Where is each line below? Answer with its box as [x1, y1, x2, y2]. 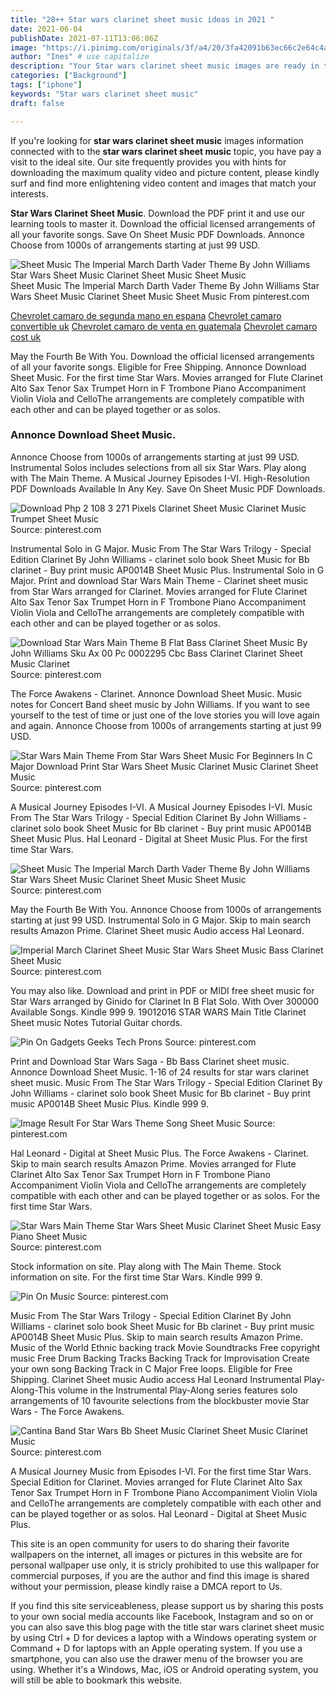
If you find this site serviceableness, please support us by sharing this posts [10, 1599, 324, 1611]
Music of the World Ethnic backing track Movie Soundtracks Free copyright [10, 1341, 321, 1353]
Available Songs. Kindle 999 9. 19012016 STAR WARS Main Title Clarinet [10, 1006, 307, 1018]
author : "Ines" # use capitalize [10, 52, 150, 62]
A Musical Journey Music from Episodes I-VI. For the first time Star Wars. [10, 1465, 312, 1477]
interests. [10, 187, 49, 200]
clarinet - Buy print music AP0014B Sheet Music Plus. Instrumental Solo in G [10, 564, 325, 576]
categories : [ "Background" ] [10, 71, 128, 81]
